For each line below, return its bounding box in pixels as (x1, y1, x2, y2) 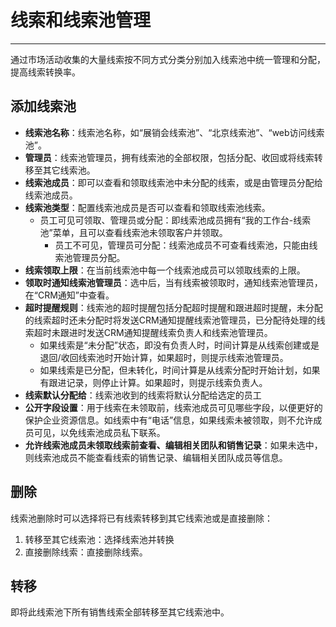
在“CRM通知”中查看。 (24, 289, 115, 301)
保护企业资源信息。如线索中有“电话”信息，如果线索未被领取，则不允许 (24, 414, 314, 426)
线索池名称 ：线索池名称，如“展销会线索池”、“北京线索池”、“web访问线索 (24, 126, 325, 138)
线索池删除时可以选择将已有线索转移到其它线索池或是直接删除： (10, 512, 273, 524)
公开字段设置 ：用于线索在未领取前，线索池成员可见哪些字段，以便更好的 (24, 401, 323, 413)
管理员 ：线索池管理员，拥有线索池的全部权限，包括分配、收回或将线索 (24, 151, 315, 163)
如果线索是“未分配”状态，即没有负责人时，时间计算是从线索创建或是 (39, 339, 320, 351)
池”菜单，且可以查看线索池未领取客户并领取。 (39, 226, 228, 238)
